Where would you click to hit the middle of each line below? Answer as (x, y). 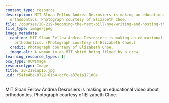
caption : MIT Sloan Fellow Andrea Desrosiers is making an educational (87, 38)
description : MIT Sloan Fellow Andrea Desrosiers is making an (73, 15)
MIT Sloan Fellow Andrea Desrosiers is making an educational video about (82, 89)
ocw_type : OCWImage (26, 61)
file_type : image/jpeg (29, 29)
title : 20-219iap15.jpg (30, 71)
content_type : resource (30, 10)
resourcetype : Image (27, 66)
